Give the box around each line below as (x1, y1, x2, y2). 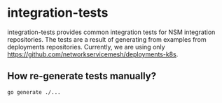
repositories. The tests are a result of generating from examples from (7, 35, 207, 43)
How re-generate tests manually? (7, 70, 156, 82)
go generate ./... (7, 88, 61, 95)
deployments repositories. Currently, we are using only (7, 42, 166, 51)
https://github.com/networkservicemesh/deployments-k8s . (7, 50, 179, 58)
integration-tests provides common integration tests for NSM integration (7, 28, 216, 36)
